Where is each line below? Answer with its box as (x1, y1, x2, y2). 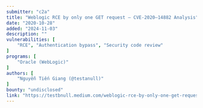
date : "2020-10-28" (6, 20, 56, 26)
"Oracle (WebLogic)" (17, 59, 69, 65)
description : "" (6, 31, 47, 37)
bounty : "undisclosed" (6, 87, 63, 93)
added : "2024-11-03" (6, 25, 59, 32)
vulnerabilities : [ (6, 37, 56, 43)
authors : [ (6, 70, 34, 76)
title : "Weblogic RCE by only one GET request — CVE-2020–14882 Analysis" (6, 14, 199, 20)
